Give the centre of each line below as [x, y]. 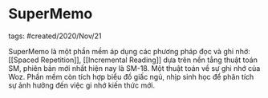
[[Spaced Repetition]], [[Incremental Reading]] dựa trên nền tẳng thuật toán [133, 60]
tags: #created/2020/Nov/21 [55, 36]
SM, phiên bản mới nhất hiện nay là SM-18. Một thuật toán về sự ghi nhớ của [134, 68]
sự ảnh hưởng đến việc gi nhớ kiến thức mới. [81, 85]
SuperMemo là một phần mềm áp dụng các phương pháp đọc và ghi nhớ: [129, 51]
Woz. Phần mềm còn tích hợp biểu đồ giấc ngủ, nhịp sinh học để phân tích [131, 76]
